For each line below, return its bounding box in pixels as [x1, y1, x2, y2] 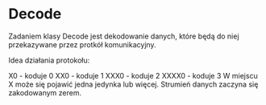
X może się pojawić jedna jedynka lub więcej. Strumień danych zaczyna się [8, 79, 259, 89]
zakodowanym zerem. [8, 87, 82, 97]
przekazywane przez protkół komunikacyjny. [8, 39, 156, 49]
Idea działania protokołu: [8, 55, 90, 65]
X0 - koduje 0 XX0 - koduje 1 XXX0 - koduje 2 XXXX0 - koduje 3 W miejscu [8, 71, 258, 80]
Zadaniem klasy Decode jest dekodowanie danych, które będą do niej [8, 31, 239, 41]
